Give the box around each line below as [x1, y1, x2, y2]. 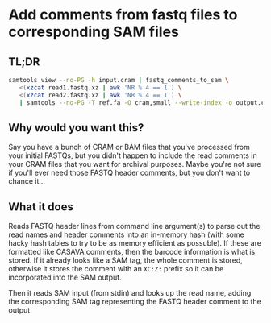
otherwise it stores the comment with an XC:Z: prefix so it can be [8, 264, 224, 274]
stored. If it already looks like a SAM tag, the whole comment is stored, [8, 255, 244, 265]
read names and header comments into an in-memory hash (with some [8, 230, 244, 239]
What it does [8, 200, 74, 213]
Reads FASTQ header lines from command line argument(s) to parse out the [8, 222, 261, 231]
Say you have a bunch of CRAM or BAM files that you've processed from [8, 143, 250, 152]
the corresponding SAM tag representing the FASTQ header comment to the [8, 296, 262, 307]
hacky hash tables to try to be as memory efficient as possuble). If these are [8, 238, 262, 248]
